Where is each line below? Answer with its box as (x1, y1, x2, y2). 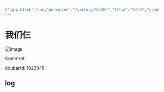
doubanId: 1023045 (5, 65, 45, 71)
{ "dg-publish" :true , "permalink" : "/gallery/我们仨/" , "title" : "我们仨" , (5, 7, 147, 12)
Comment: (5, 55, 26, 61)
